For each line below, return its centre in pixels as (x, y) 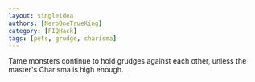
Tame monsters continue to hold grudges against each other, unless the (127, 61)
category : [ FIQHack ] (43, 31)
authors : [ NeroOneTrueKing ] (56, 23)
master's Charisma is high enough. (66, 70)
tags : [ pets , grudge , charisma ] (62, 38)
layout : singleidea (41, 16)
